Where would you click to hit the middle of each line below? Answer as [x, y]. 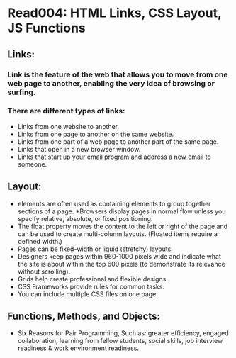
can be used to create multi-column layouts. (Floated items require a [118, 234]
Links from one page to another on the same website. [96, 134]
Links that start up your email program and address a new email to [114, 157]
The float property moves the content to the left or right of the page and [123, 226]
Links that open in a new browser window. [79, 149]
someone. [32, 164]
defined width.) [40, 241]
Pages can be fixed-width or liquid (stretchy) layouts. [95, 249]
